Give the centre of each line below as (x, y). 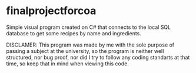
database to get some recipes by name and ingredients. (74, 33)
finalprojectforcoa (51, 11)
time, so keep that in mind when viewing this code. (68, 64)
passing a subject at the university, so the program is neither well (85, 51)
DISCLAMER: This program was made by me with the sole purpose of (90, 45)
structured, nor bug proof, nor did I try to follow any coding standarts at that (98, 57)
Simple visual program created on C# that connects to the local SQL (89, 27)
